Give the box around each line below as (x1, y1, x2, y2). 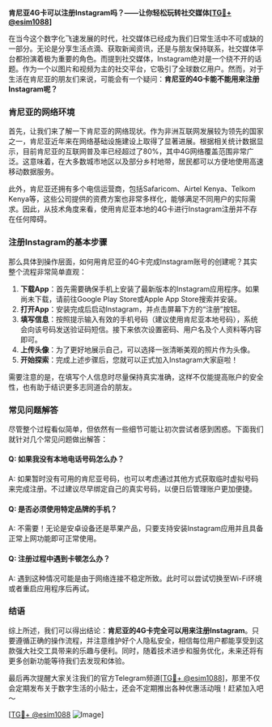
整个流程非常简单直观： (8, 266, 87, 276)
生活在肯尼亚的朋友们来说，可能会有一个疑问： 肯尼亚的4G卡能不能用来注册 (8, 74, 260, 83)
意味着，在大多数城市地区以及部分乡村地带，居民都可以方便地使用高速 (29, 157, 264, 167)
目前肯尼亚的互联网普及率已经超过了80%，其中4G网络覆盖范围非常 (22, 147, 247, 156)
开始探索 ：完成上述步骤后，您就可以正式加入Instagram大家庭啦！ (19, 355, 239, 364)
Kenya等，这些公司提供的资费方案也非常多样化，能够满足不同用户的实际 (8, 194, 249, 204)
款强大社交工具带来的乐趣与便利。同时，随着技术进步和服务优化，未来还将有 (8, 645, 264, 655)
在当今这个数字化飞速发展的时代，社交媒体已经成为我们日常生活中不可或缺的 (8, 34, 264, 43)
